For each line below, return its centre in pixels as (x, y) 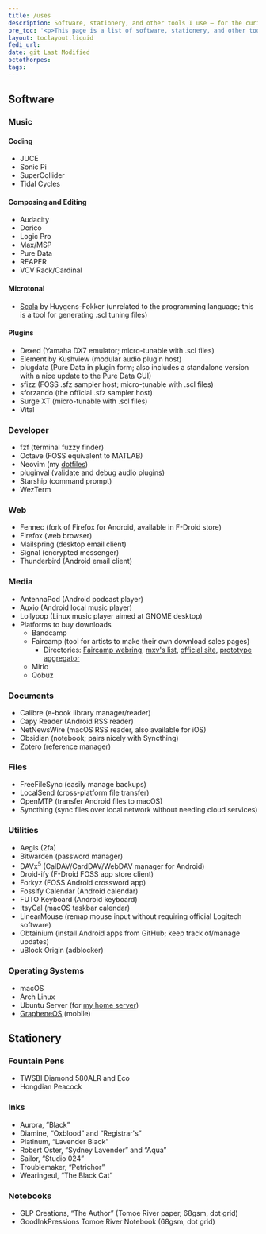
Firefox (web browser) (56, 536)
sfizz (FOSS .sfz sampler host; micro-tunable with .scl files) (116, 384)
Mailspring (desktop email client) (73, 544)
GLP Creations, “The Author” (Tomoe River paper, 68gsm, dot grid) (129, 1213)
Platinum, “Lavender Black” (64, 1141)
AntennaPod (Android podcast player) (82, 599)
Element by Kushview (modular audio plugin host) (101, 359)
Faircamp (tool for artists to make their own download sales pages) (141, 641)
